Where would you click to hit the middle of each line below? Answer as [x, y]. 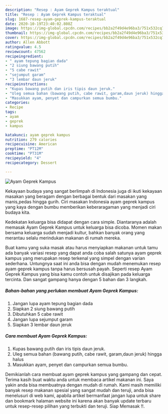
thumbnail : [16, 33]
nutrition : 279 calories [31, 140]
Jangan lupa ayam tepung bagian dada [53, 303]
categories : [17, 103]
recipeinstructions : [27, 84]
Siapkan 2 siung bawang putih [43, 309]
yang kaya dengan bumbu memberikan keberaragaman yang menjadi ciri [80, 207]
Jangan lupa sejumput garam [42, 319]
